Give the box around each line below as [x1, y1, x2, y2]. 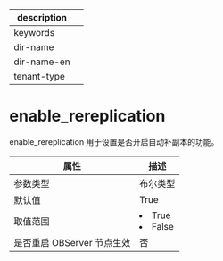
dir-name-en [13, 55, 71, 68]
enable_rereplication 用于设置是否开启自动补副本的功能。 [9, 136, 219, 147]
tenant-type [13, 71, 65, 82]
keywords [13, 27, 55, 38]
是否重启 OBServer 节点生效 [13, 236, 131, 248]
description [17, 12, 67, 23]
